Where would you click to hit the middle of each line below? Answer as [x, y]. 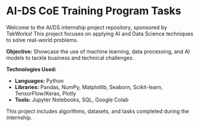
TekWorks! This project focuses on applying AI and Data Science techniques [100, 33]
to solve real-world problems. [42, 40]
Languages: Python [39, 81]
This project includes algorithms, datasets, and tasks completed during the [98, 111]
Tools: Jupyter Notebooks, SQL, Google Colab [72, 100]
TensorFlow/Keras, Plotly [45, 93]
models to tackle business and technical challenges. [70, 58]
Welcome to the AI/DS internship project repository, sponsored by [87, 27]
